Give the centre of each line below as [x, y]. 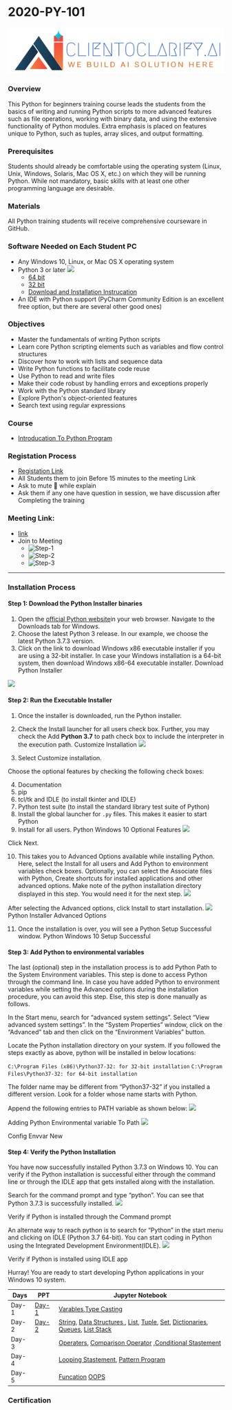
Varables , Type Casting [91, 1308]
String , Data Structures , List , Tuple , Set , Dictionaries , [134, 1322]
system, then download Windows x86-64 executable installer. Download [120, 663]
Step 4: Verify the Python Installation [62, 1152]
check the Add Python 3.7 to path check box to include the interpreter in [121, 737]
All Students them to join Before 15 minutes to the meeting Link [107, 479]
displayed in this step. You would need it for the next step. [100, 894]
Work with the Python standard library [72, 390]
